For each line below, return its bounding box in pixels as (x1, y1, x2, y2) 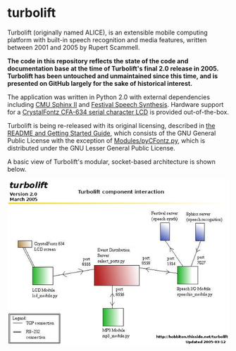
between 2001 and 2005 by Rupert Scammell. (7, 43, 140, 51)
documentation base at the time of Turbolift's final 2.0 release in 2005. (7, 64, 219, 72)
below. (7, 165, 27, 173)
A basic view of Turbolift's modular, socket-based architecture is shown (7, 157, 216, 166)
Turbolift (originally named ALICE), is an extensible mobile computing (7, 28, 208, 37)
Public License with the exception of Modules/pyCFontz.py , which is (7, 136, 206, 145)
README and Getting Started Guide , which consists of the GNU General (7, 129, 216, 137)
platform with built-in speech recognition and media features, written (7, 35, 207, 44)
